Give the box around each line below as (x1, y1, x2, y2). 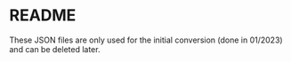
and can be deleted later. (9, 43, 101, 54)
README (9, 5, 77, 26)
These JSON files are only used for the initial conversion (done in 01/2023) (9, 35, 283, 45)
